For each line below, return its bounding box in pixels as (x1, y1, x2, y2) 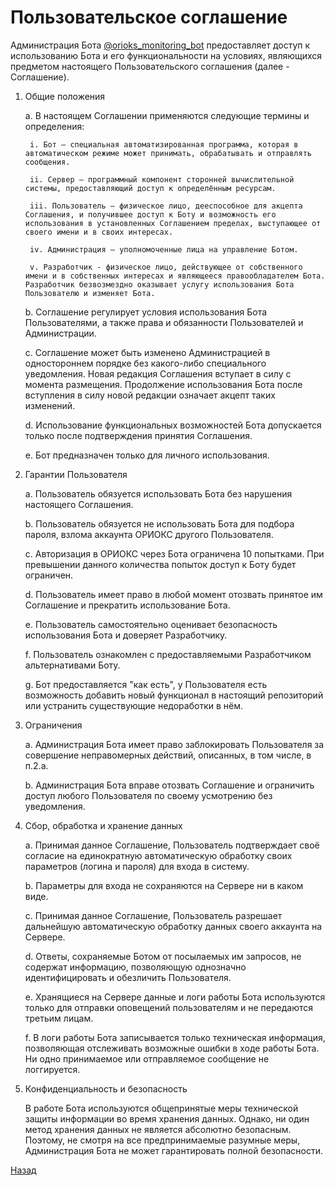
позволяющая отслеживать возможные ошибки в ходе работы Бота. (24, 1042, 320, 1054)
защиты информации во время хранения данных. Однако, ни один (24, 1112, 310, 1125)
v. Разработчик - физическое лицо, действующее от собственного (29, 262, 303, 272)
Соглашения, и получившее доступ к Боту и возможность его (24, 209, 277, 220)
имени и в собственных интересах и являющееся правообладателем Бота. (24, 271, 326, 281)
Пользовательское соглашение (10, 6, 288, 29)
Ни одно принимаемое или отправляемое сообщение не (24, 1052, 270, 1065)
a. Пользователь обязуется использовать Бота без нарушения (24, 487, 293, 500)
